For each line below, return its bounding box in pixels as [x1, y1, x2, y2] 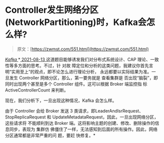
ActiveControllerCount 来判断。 [5, 87, 69, 93]
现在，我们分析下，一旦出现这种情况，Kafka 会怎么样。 [5, 97, 117, 103]
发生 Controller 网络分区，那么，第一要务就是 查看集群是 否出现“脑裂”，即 [9, 74, 158, 81]
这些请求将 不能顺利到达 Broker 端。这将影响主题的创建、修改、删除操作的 [5, 120, 155, 126]
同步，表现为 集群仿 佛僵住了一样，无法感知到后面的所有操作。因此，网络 [9, 126, 158, 132]
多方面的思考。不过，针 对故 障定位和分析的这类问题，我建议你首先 [13, 62, 149, 69]
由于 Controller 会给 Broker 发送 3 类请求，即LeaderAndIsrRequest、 [5, 108, 143, 114]
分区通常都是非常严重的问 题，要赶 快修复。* [5, 132, 95, 138]
